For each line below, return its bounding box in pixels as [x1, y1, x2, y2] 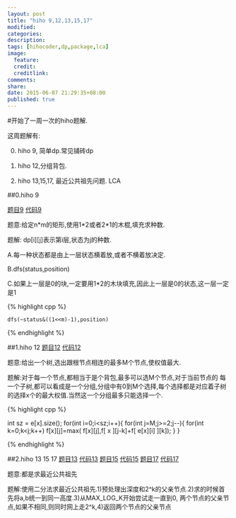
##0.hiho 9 [7, 191, 40, 199]
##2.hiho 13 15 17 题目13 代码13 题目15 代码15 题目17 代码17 [7, 455, 179, 463]
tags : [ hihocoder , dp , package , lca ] [7, 43, 110, 50]
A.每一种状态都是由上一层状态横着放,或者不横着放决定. [7, 251, 166, 259]
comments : [7, 76, 37, 84]
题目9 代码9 [7, 205, 42, 213]
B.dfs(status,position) [7, 265, 70, 273]
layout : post [7, 10, 46, 18]
